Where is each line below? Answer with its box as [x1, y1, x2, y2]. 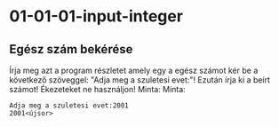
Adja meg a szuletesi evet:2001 [9, 101, 129, 110]
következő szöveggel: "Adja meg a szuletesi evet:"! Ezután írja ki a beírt [9, 75, 271, 85]
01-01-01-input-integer [9, 6, 184, 27]
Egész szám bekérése [9, 42, 133, 57]
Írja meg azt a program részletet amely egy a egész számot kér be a [9, 65, 259, 75]
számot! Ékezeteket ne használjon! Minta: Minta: [9, 84, 187, 94]
